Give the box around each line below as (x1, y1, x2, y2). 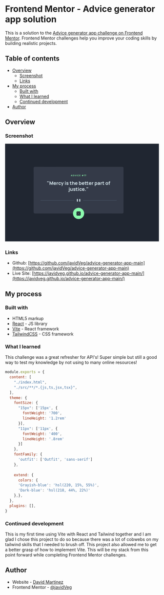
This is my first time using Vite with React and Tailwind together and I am (5, 531, 151, 537)
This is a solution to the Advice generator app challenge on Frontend (5, 30, 143, 36)
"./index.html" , (14, 380, 47, 385)
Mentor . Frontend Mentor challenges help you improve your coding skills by (5, 35, 157, 41)
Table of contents (5, 55, 60, 63)
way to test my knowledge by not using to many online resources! (5, 360, 138, 366)
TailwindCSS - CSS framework (12, 331, 74, 337)
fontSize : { (14, 400, 38, 406)
